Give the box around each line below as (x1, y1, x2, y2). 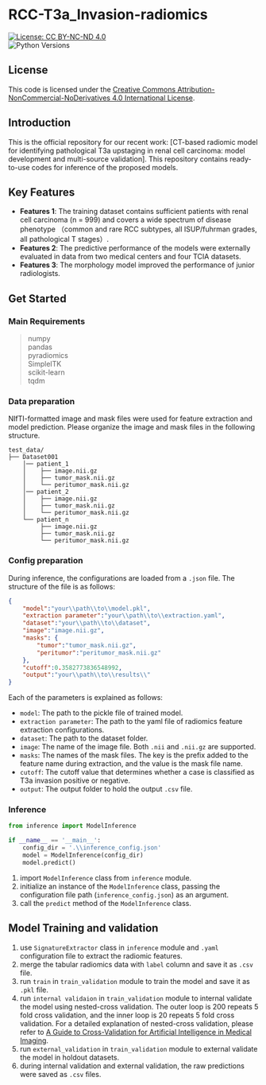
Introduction (8, 116, 71, 130)
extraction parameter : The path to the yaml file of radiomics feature (19, 717, 243, 726)
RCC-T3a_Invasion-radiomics (8, 6, 208, 24)
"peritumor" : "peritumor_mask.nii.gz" (37, 648, 161, 657)
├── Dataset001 (8, 453, 59, 461)
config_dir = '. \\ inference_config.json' (22, 844, 161, 852)
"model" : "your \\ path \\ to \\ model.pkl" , (22, 605, 151, 612)
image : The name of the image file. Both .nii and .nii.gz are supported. (19, 742, 256, 752)
